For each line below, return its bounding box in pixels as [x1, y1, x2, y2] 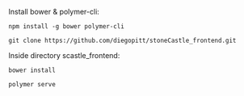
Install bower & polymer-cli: [8, 7, 99, 16]
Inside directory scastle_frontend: [8, 51, 120, 60]
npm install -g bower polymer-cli [8, 23, 125, 31]
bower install [8, 66, 57, 74]
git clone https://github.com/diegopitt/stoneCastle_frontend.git [8, 36, 237, 44]
